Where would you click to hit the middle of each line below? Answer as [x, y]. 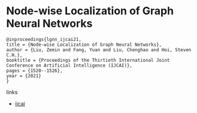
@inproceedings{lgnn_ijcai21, [44, 39]
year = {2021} [24, 76]
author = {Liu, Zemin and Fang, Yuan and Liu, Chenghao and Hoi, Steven [99, 50]
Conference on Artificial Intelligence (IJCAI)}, [69, 65]
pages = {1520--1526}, [34, 70]
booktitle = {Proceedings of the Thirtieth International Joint [88, 60]
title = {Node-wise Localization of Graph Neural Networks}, [84, 45]
